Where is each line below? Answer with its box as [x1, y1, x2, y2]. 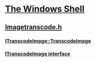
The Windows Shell [5, 3, 85, 15]
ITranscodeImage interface [5, 50, 70, 57]
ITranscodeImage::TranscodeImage [5, 38, 91, 44]
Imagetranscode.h [5, 23, 62, 31]
